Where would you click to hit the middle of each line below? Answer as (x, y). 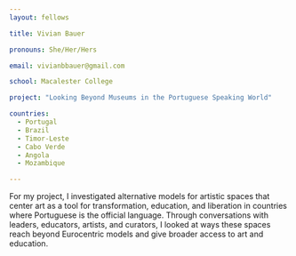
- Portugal (37, 122)
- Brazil (33, 130)
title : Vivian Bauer (48, 33)
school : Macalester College (61, 82)
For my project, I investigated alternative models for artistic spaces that (140, 196)
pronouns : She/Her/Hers (53, 50)
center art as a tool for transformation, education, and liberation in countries (148, 206)
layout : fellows (39, 17)
